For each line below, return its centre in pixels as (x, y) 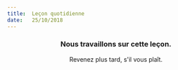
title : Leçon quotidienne (46, 14)
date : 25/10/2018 (35, 20)
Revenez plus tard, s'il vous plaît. (116, 59)
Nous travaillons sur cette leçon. (116, 44)
